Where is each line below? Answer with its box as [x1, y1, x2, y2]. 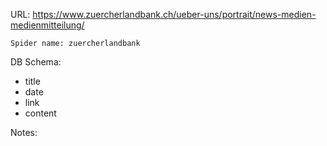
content [24, 107, 57, 119]
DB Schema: [10, 56, 62, 68]
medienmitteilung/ [10, 19, 85, 31]
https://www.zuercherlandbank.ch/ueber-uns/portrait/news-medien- [32, 9, 317, 20]
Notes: [10, 127, 38, 138]
